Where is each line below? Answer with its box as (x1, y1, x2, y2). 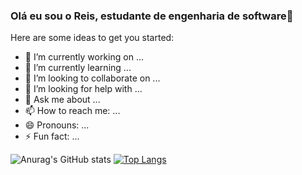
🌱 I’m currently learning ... (24, 62, 132, 74)
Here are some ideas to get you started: (10, 32, 175, 44)
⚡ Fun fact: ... (24, 130, 80, 143)
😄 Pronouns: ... (24, 119, 90, 131)
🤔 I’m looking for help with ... (24, 83, 143, 95)
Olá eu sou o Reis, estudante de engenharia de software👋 (10, 9, 294, 23)
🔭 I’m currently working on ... (24, 51, 144, 63)
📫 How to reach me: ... (24, 105, 121, 117)
